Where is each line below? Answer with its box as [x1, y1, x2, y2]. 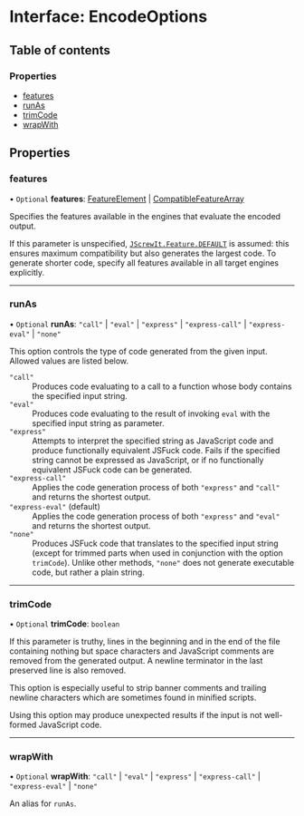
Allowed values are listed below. [9, 355, 129, 366]
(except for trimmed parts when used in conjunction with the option [32, 547, 283, 559]
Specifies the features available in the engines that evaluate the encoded [9, 210, 281, 221]
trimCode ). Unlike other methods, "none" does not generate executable [32, 557, 295, 568]
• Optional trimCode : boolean [9, 618, 120, 629]
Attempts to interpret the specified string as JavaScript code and [32, 435, 274, 446]
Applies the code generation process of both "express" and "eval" [32, 510, 280, 521]
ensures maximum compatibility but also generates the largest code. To [9, 248, 277, 258]
